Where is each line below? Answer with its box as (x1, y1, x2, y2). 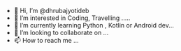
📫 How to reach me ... (13, 37, 79, 44)
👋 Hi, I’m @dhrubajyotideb (13, 7, 89, 14)
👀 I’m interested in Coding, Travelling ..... (13, 14, 131, 22)
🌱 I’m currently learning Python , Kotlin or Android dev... (13, 21, 175, 29)
